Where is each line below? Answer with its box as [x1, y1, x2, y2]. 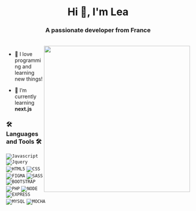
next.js [14, 105, 32, 113]
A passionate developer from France [45, 26, 151, 34]
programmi [14, 57, 41, 64]
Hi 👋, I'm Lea [67, 5, 129, 19]
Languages [6, 130, 39, 138]
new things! [14, 75, 43, 82]
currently [14, 93, 37, 100]
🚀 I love [14, 51, 33, 58]
